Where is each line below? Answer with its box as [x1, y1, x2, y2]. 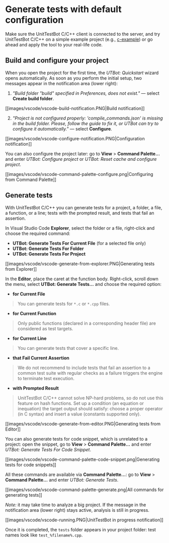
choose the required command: [5, 230, 70, 236]
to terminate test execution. [17, 375, 74, 381]
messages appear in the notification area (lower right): [5, 80, 118, 86]
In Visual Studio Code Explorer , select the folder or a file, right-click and [5, 225, 155, 231]
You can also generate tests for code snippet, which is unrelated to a [5, 436, 147, 442]
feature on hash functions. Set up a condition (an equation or [17, 400, 144, 406]
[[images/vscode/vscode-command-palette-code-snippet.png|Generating [5, 456, 160, 462]
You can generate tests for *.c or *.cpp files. [17, 300, 110, 307]
